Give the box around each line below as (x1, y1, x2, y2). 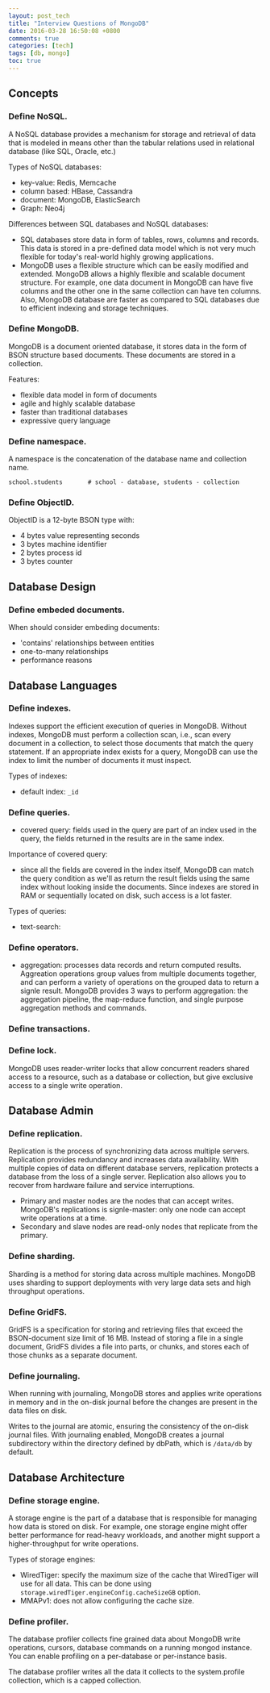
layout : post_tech (8, 11, 70, 20)
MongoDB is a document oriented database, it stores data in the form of (8, 341, 247, 351)
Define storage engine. (8, 1495, 101, 1506)
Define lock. (8, 1045, 57, 1057)
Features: (8, 374, 40, 384)
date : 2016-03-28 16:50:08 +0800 (8, 27, 121, 35)
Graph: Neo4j (19, 203, 65, 213)
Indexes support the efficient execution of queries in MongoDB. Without (8, 721, 247, 731)
